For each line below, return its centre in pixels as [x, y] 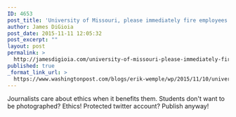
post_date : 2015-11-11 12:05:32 [54, 33]
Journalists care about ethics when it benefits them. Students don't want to [116, 99]
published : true [31, 66]
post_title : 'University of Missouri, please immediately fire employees [118, 20]
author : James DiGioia [40, 27]
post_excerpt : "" [33, 40]
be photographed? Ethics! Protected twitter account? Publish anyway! [108, 106]
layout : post [26, 46]
